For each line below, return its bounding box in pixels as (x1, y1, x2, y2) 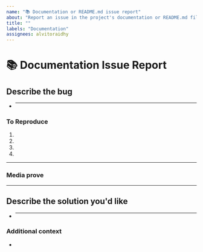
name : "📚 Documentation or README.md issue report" (6, 8, 141, 15)
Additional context (6, 227, 62, 236)
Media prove (6, 171, 44, 180)
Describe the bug (6, 86, 72, 96)
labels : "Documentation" (6, 25, 69, 32)
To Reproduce (6, 118, 48, 126)
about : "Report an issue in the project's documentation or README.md (6, 14, 188, 20)
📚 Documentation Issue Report (6, 58, 167, 72)
